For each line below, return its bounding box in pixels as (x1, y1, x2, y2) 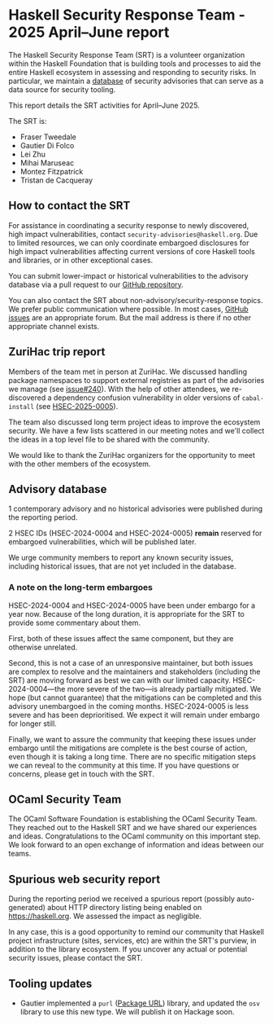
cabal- (241, 394, 264, 403)
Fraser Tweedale (19, 132, 77, 142)
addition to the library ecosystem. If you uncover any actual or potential (8, 944, 248, 954)
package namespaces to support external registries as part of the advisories (8, 375, 265, 385)
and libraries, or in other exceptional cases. (8, 255, 153, 265)
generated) (8, 903, 46, 913)
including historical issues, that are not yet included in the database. (8, 561, 236, 571)
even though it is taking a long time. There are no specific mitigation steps (8, 751, 256, 761)
